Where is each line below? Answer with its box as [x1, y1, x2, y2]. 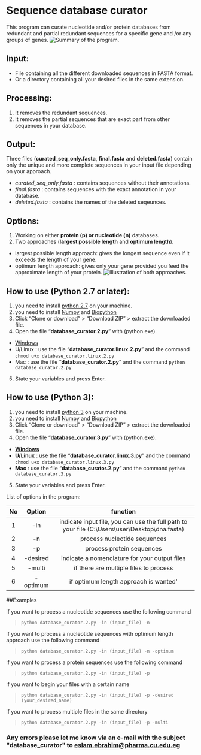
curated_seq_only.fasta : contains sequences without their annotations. [14, 179, 191, 186]
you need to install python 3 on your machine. [14, 408, 128, 415]
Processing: [6, 93, 52, 104]
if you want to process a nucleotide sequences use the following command [6, 608, 191, 615]
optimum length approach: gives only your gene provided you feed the [14, 262, 190, 270]
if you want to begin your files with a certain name [6, 681, 130, 688]
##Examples [6, 596, 37, 603]
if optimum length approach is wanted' [69, 577, 178, 585]
